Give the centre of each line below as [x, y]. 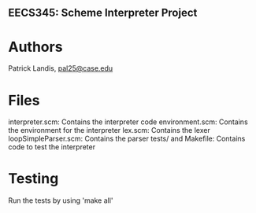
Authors [35, 47]
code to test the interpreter [52, 147]
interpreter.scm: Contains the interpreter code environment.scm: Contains [128, 122]
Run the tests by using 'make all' [61, 200]
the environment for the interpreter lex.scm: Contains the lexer [109, 130]
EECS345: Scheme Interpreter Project [103, 13]
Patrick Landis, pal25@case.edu [61, 68]
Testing [33, 179]
